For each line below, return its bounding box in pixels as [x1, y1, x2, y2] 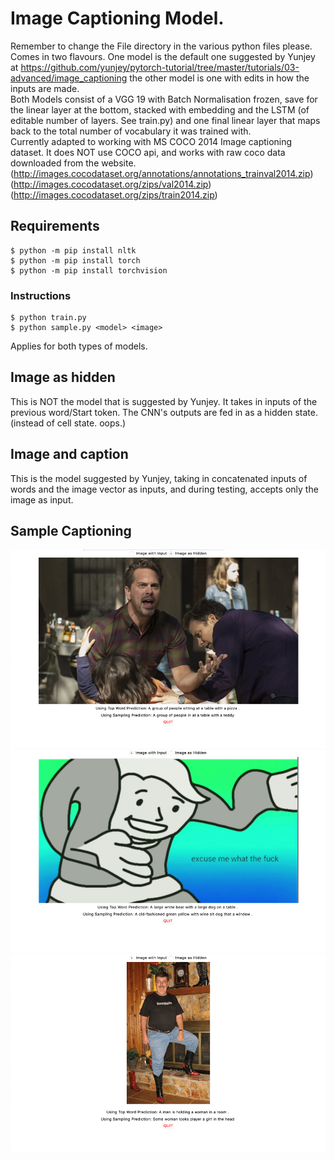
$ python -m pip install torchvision [10, 265, 168, 276]
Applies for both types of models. [10, 340, 148, 352]
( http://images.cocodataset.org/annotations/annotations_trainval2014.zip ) [10, 167, 314, 179]
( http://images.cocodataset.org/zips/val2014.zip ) [10, 178, 212, 190]
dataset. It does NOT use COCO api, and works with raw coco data [10, 146, 286, 158]
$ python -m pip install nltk [10, 245, 137, 256]
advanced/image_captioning [10, 72, 128, 84]
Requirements [10, 218, 100, 235]
